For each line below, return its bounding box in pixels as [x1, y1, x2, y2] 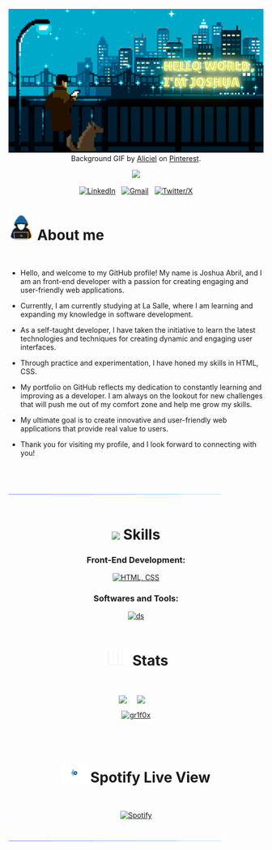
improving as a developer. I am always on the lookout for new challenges [19, 391, 263, 401]
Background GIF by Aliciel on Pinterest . [70, 153, 202, 163]
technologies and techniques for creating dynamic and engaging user [19, 334, 253, 344]
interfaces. [19, 342, 57, 352]
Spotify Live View [90, 768, 210, 786]
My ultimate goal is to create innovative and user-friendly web [19, 415, 227, 425]
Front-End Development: [86, 554, 186, 565]
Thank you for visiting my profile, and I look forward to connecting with [19, 440, 257, 449]
